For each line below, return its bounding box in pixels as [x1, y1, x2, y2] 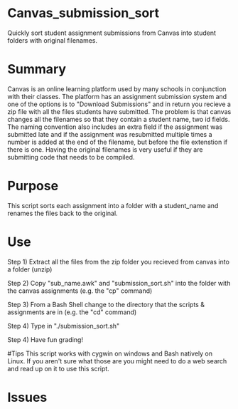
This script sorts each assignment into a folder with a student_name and [7, 201, 219, 209]
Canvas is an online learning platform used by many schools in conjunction [7, 84, 227, 93]
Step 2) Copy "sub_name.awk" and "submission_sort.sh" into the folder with [7, 279, 231, 287]
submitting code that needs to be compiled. [7, 152, 135, 161]
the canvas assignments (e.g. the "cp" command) [7, 286, 153, 295]
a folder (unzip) [7, 265, 53, 274]
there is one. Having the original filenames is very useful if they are [7, 145, 203, 154]
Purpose [7, 178, 59, 194]
